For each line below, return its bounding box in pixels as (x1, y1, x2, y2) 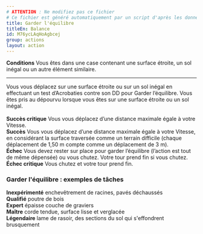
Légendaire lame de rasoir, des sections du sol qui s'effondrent (6, 215, 164, 222)
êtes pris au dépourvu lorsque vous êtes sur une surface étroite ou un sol (6, 96, 189, 103)
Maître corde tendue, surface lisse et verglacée (6, 208, 125, 215)
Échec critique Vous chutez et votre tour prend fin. (6, 160, 134, 167)
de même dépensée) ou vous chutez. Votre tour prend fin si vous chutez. (6, 154, 188, 161)
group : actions (6, 37, 45, 43)
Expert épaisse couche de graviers (6, 202, 94, 209)
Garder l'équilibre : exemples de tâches (6, 175, 124, 183)
